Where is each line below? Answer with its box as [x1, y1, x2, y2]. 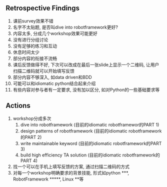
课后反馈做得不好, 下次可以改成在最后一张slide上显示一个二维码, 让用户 [12, 61, 159, 67]
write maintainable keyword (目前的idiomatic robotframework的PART [20, 140, 162, 146]
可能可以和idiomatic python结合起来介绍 [12, 80, 96, 86]
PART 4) [20, 157, 38, 163]
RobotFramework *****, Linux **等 [12, 176, 84, 182]
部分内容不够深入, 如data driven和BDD [12, 74, 92, 80]
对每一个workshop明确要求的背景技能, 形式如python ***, [12, 169, 129, 175]
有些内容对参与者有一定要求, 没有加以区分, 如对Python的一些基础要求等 [12, 86, 160, 92]
